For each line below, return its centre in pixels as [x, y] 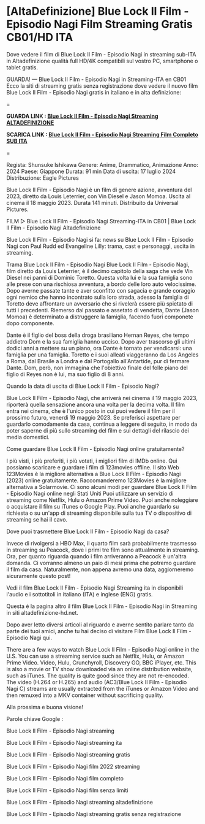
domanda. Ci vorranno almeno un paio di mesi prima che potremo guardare [101, 563]
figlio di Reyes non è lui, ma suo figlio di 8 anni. [65, 374]
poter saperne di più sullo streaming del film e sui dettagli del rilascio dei [98, 430]
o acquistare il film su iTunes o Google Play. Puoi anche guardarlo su [93, 506]
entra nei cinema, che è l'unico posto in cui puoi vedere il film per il [91, 411]
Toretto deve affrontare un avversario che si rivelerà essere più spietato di [99, 303]
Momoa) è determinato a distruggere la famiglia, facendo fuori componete [100, 317]
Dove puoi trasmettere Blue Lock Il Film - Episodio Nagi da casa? [88, 531]
